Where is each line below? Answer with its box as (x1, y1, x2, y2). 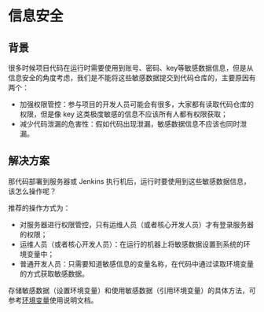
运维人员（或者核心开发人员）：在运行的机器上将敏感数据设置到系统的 (19, 239, 244, 248)
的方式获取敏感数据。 (19, 269, 89, 278)
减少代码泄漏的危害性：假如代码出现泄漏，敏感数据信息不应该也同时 (19, 119, 240, 128)
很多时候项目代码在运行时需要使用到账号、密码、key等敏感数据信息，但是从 (8, 64, 254, 72)
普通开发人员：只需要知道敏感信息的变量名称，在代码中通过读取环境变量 (19, 259, 254, 268)
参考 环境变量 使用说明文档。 (8, 295, 98, 305)
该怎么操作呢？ (8, 186, 57, 196)
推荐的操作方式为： (8, 203, 71, 212)
